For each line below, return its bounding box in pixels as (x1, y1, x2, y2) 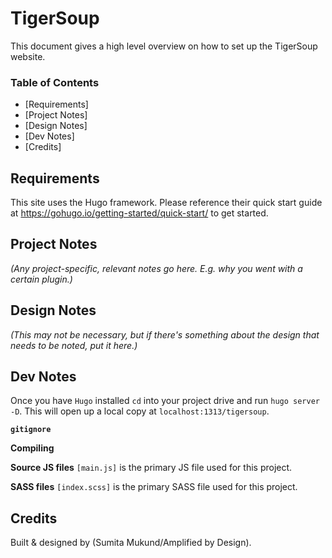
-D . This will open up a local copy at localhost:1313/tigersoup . (10, 405, 270, 417)
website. (10, 50, 46, 62)
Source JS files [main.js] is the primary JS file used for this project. (10, 462, 293, 474)
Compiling (10, 442, 55, 454)
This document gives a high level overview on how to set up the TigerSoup (10, 40, 318, 52)
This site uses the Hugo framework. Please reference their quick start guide (10, 197, 323, 209)
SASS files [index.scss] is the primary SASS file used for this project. (10, 481, 298, 493)
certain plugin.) (10, 273, 73, 285)
